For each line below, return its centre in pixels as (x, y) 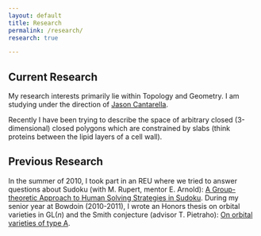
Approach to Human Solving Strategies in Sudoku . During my (139, 197)
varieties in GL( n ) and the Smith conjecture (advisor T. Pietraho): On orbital (130, 215)
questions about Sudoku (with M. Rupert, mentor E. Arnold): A (109, 189)
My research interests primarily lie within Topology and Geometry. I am (124, 96)
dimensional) (29, 129)
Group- (224, 189)
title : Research (35, 23)
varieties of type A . (39, 222)
